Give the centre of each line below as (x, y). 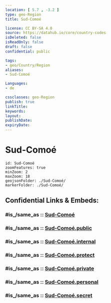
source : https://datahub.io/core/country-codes (56, 33)
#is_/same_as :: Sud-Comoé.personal (52, 282)
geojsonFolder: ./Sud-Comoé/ (35, 181)
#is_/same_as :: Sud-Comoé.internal (50, 242)
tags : (11, 61)
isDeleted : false (23, 38)
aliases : (14, 70)
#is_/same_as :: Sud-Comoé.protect (50, 255)
